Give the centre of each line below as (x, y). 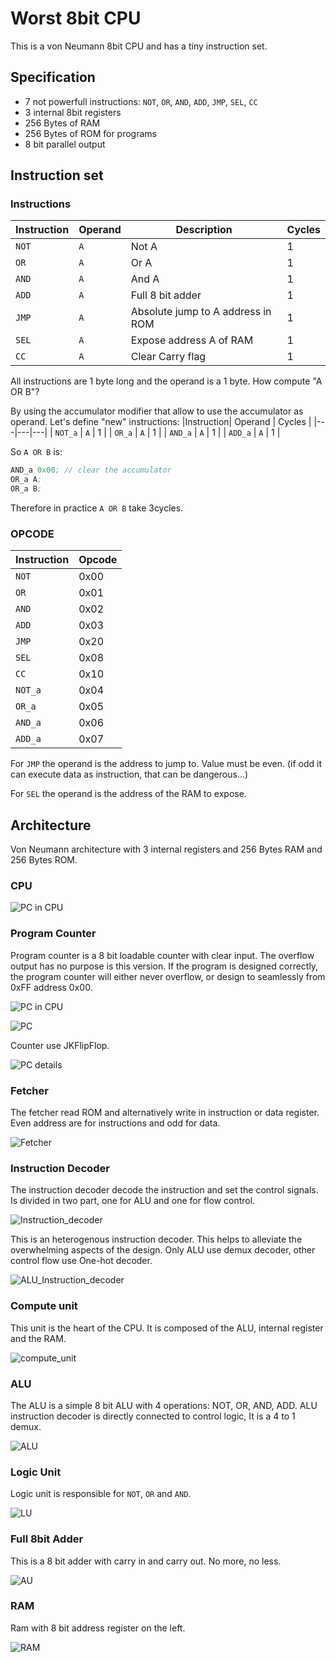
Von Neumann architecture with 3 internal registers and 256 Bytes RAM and (166, 849)
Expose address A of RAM (192, 340)
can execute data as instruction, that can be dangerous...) (129, 774)
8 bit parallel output (65, 144)
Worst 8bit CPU (76, 18)
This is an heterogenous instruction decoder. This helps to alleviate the (156, 1239)
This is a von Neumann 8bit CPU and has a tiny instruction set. (139, 46)
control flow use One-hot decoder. (81, 1261)
